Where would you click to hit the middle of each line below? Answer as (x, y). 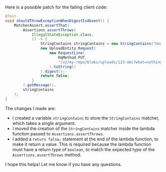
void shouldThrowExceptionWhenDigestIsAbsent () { (57, 21)
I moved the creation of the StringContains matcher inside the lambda (83, 129)
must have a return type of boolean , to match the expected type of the (83, 149)
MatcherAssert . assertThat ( (42, 25)
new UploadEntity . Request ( (68, 48)
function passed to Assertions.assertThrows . (58, 133)
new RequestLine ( (67, 53)
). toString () (63, 67)
